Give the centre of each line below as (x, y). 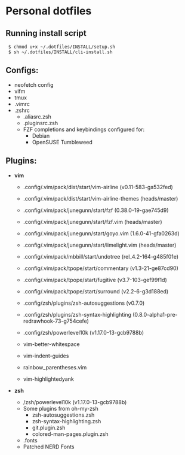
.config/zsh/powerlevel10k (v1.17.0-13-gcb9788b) (84, 332)
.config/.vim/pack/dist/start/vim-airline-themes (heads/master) (101, 198)
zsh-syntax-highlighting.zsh (67, 421)
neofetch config (34, 84)
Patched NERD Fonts (49, 447)
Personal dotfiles (49, 11)
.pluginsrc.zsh (40, 123)
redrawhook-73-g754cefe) (56, 321)
